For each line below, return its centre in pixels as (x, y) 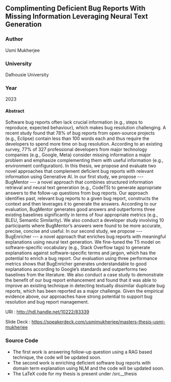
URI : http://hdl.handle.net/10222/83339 (47, 312)
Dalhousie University (27, 74)
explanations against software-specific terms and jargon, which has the (81, 253)
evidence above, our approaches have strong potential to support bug (79, 296)
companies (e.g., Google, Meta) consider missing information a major (78, 155)
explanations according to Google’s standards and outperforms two (76, 269)
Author (14, 39)
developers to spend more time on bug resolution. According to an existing (84, 144)
